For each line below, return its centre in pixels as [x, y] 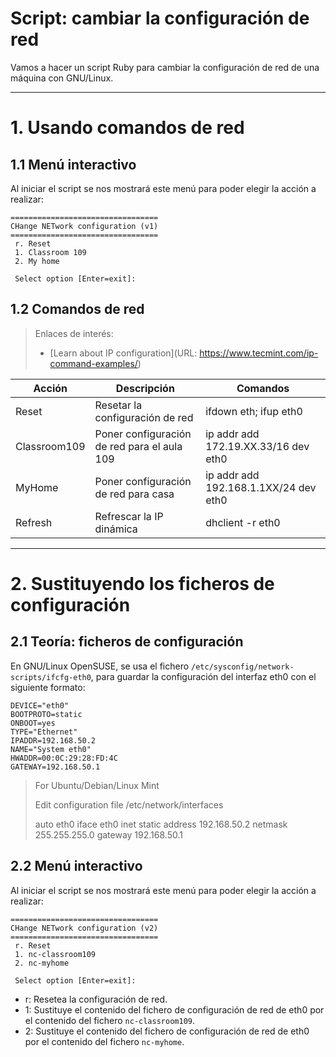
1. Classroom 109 [50, 252]
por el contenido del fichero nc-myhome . [104, 1041]
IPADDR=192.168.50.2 [53, 740]
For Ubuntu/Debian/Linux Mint [97, 785]
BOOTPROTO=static [46, 714]
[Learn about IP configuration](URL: [123, 353]
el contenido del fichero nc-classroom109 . [110, 1020]
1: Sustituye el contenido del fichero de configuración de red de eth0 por [174, 1009]
